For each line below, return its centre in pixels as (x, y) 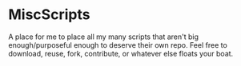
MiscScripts (49, 15)
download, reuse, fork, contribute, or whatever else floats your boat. (121, 53)
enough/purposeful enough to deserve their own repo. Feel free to (118, 45)
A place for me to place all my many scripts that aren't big (103, 37)
